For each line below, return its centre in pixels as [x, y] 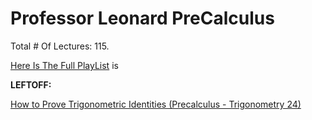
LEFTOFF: [31, 84]
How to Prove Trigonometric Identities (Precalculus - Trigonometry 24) [156, 104]
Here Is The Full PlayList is [64, 65]
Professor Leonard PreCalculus [142, 18]
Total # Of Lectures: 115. [60, 46]
